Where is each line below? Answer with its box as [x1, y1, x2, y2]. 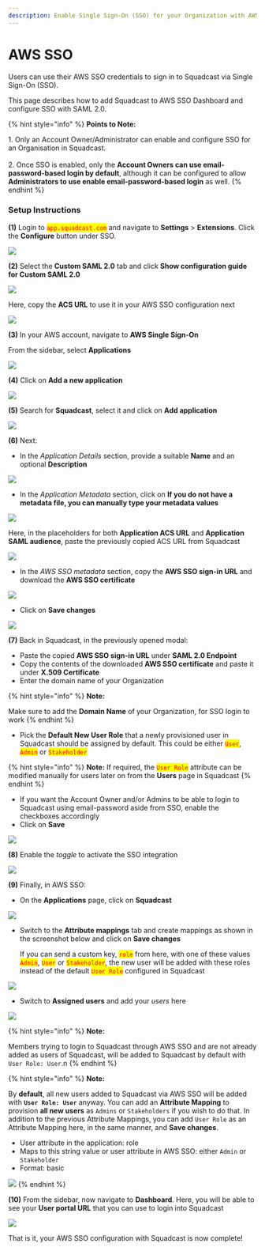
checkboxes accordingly [19, 811, 100, 821]
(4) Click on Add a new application [8, 375, 123, 384]
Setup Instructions [8, 205, 81, 216]
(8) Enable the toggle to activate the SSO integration [8, 849, 178, 859]
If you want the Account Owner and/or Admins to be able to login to [19, 794, 240, 803]
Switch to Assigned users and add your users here [19, 996, 187, 1005]
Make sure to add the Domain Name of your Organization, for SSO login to [8, 706, 250, 716]
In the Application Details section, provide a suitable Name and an [19, 451, 235, 460]
